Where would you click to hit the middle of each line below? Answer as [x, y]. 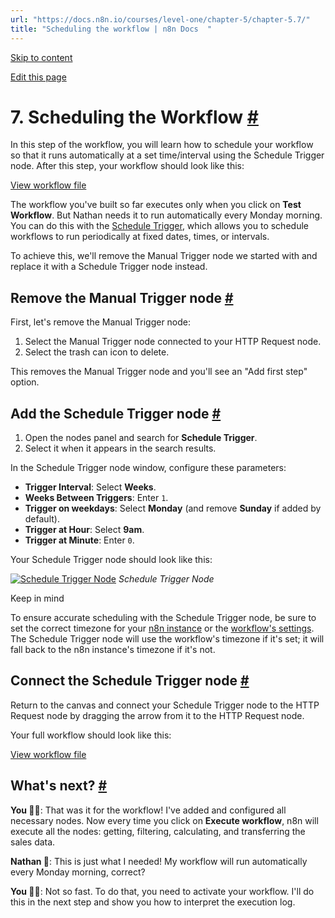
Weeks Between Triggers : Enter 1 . [96, 498]
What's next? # [59, 786]
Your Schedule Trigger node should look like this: [111, 560]
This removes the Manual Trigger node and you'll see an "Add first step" [159, 372]
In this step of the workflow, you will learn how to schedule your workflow [162, 145]
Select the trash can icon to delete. [97, 352]
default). [42, 519]
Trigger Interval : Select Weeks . [90, 487]
